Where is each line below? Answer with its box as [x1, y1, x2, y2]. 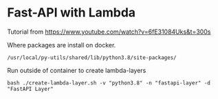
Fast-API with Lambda [7, 5, 136, 21]
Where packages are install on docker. [7, 41, 116, 49]
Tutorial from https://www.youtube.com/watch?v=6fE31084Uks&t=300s [7, 27, 211, 36]
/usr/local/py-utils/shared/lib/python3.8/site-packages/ [7, 54, 177, 61]
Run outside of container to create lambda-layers [7, 66, 146, 74]
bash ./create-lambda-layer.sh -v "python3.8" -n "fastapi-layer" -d [7, 79, 211, 87]
